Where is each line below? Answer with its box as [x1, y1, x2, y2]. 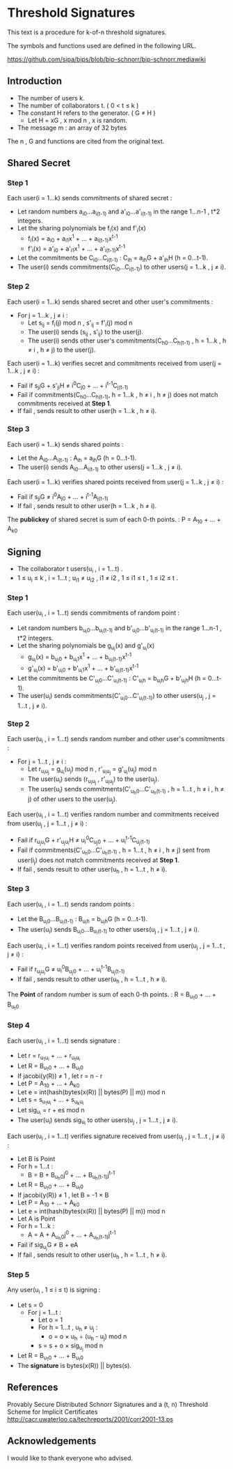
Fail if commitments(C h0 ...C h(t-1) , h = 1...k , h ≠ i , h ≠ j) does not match [17, 390, 218, 401]
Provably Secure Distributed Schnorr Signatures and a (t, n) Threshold [7, 1400, 209, 1408]
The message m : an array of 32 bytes [17, 124, 127, 132]
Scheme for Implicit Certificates [7, 1408, 98, 1416]
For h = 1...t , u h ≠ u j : [38, 1323, 98, 1333]
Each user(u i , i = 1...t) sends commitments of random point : [7, 609, 180, 618]
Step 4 [7, 1020, 30, 1030]
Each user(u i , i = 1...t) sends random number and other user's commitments [7, 735, 225, 745]
